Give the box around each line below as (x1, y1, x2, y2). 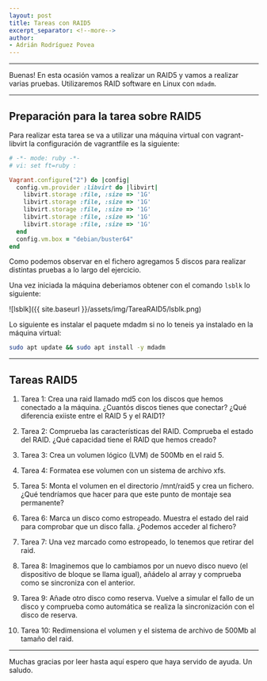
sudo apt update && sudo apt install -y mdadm (9, 343, 166, 352)
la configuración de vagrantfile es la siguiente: (29, 138, 181, 148)
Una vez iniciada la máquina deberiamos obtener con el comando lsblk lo (9, 281, 250, 290)
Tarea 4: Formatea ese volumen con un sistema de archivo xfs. (20, 466, 227, 475)
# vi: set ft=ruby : (9, 161, 78, 169)
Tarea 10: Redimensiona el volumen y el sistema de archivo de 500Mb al (20, 625, 257, 636)
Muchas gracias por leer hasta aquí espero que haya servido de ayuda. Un (9, 657, 253, 667)
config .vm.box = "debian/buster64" (16, 235, 134, 243)
